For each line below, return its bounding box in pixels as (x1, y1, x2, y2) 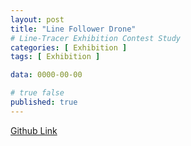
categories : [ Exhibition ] (10, 42, 128, 53)
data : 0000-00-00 (10, 70, 83, 80)
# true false (10, 88, 65, 98)
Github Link (10, 124, 58, 136)
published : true (10, 97, 78, 107)
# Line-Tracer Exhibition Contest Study (10, 33, 182, 43)
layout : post (10, 14, 65, 25)
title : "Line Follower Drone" (10, 24, 137, 34)
